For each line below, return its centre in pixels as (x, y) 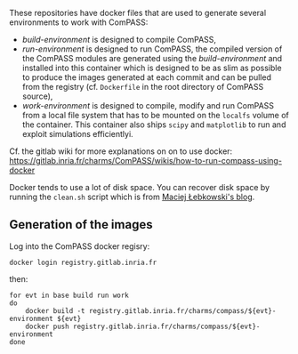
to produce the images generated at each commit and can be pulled (146, 77)
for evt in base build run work (69, 295)
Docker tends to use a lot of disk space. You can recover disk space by (139, 187)
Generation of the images (81, 225)
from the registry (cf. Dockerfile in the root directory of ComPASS (143, 87)
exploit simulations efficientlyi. (77, 134)
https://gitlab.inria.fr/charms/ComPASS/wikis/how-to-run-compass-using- (146, 161)
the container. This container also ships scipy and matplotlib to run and (154, 125)
